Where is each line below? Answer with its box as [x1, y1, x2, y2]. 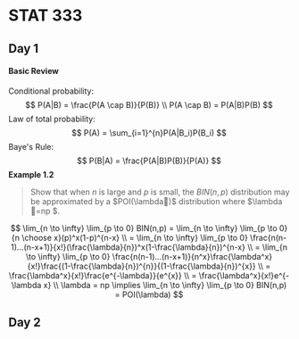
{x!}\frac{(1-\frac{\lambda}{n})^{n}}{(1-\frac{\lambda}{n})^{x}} [27, 260, 256, 271]
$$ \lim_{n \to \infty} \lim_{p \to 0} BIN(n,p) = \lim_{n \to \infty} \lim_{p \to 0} [10, 222, 288, 233]
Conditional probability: [8, 86, 95, 96]
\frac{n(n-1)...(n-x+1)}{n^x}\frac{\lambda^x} [112, 251, 273, 261]
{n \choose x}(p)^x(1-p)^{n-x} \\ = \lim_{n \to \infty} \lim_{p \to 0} [11, 232, 249, 243]
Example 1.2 [8, 169, 54, 179]
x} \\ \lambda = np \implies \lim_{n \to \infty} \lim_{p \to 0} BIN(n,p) [43, 279, 287, 290]
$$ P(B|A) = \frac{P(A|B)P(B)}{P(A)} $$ [76, 155, 222, 166]
